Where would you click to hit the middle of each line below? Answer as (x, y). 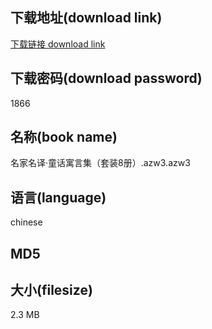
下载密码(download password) (106, 78)
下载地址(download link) (86, 18)
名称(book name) (64, 137)
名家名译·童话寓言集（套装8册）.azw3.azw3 (100, 163)
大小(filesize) (51, 290)
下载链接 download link (58, 44)
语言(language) (58, 197)
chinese (26, 222)
